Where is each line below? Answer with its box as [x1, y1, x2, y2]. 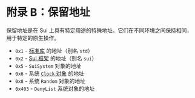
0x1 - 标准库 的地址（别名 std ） [15, 47, 93, 54]
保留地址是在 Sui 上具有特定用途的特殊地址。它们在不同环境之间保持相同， [6, 27, 193, 34]
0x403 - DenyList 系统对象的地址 [15, 85, 95, 92]
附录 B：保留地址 [6, 5, 91, 19]
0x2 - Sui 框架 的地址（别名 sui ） [15, 54, 97, 62]
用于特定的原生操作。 [6, 34, 59, 41]
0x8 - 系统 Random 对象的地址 [15, 77, 86, 85]
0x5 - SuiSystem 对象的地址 [15, 62, 82, 70]
